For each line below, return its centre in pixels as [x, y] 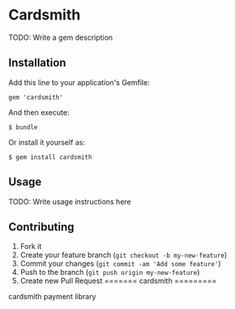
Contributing [41, 227]
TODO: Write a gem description [61, 37]
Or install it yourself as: [47, 142]
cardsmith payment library [52, 297]
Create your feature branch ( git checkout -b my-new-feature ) [124, 255]
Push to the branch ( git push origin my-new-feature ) [110, 273]
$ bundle [23, 127]
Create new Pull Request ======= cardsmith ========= [118, 281]
